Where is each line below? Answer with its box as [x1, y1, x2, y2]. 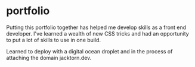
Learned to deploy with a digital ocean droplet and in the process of [6, 47, 173, 55]
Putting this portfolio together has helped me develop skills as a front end [6, 24, 187, 31]
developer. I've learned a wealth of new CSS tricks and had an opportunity [6, 30, 189, 37]
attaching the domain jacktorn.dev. [6, 54, 92, 61]
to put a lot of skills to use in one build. [6, 36, 101, 43]
